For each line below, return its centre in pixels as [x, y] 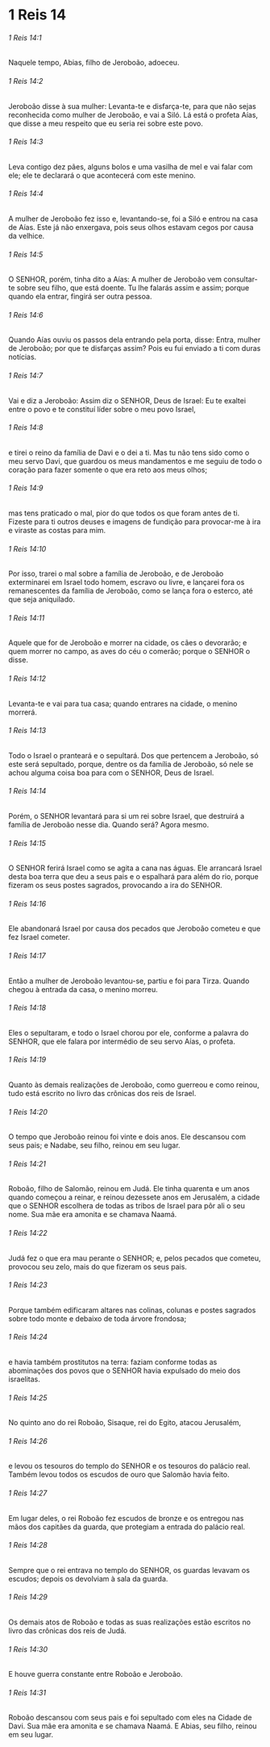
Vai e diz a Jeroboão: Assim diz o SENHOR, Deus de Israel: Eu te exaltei [127, 400]
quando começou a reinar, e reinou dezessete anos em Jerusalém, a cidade [134, 1197]
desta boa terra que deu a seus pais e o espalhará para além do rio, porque [134, 877]
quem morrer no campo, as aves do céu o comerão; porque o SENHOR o [129, 652]
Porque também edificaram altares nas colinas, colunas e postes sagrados [132, 1310]
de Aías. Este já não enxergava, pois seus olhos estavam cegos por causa [131, 227]
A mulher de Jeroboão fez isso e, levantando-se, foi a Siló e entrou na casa [133, 219]
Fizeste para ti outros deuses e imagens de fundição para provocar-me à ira [135, 522]
